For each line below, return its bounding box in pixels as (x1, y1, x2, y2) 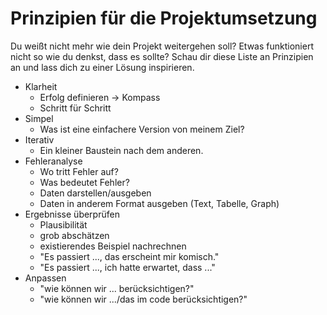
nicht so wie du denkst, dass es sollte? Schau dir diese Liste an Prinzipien (10, 50, 314, 62)
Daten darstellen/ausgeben (39, 187, 152, 199)
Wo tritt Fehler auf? (39, 165, 119, 177)
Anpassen (24, 272, 67, 284)
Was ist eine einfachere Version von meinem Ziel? (39, 123, 245, 135)
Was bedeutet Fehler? (39, 176, 130, 188)
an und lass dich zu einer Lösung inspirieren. (10, 61, 195, 73)
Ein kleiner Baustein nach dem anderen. (39, 144, 204, 156)
